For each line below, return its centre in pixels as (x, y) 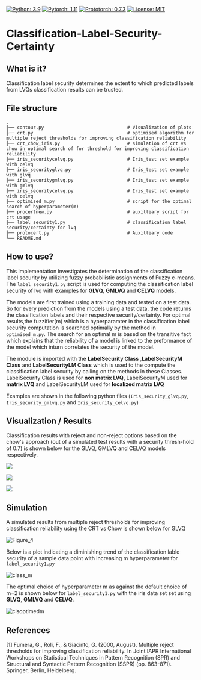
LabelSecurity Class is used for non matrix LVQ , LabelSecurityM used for (97, 378)
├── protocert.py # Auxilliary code (89, 233)
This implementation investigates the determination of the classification (94, 271)
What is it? (26, 68)
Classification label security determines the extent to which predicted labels (100, 83)
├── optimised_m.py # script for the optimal (99, 201)
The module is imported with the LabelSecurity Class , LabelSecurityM (94, 358)
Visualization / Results (49, 421)
